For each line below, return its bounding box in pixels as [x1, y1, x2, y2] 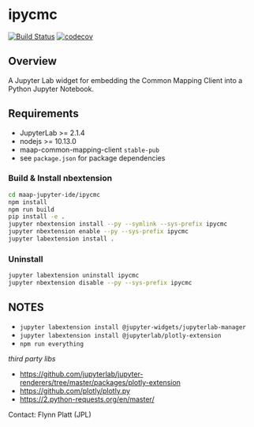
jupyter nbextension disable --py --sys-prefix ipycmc [8, 279, 192, 287]
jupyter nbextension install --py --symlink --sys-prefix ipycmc [8, 220, 227, 229]
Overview [8, 55, 58, 68]
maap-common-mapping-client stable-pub [19, 145, 160, 154]
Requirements [8, 107, 79, 120]
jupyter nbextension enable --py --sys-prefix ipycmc [8, 228, 189, 236]
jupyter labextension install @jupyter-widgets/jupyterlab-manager [19, 323, 246, 331]
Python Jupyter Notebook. [8, 84, 95, 93]
